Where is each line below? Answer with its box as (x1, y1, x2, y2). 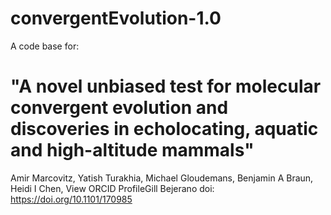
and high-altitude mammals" (10, 139, 255, 162)
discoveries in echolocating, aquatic (10, 118, 319, 141)
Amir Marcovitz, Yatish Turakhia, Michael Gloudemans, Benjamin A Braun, (10, 172, 314, 184)
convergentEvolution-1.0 (10, 7, 222, 30)
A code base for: (10, 40, 80, 52)
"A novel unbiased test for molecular (10, 75, 322, 98)
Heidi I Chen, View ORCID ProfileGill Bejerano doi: (10, 182, 215, 194)
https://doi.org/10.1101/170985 (10, 193, 133, 205)
